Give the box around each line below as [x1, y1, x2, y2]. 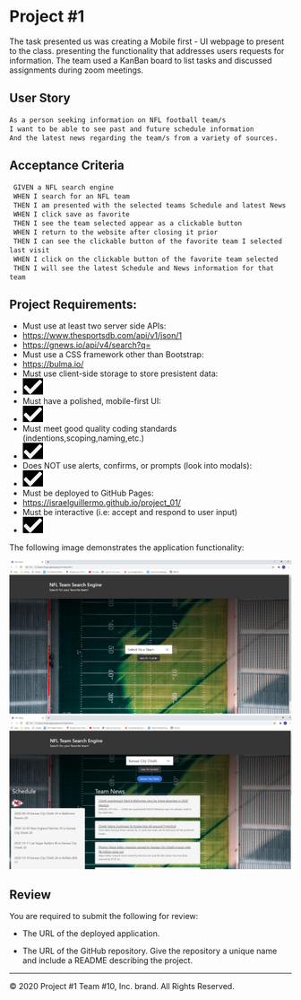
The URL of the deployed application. [21, 928, 160, 939]
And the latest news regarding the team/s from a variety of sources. [9, 133, 279, 143]
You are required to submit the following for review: [9, 911, 199, 922]
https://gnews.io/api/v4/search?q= [21, 339, 151, 351]
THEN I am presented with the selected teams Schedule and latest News [13, 200, 287, 210]
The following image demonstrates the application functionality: [9, 542, 245, 553]
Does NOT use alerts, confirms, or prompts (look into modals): [21, 461, 253, 471]
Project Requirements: [9, 296, 137, 311]
